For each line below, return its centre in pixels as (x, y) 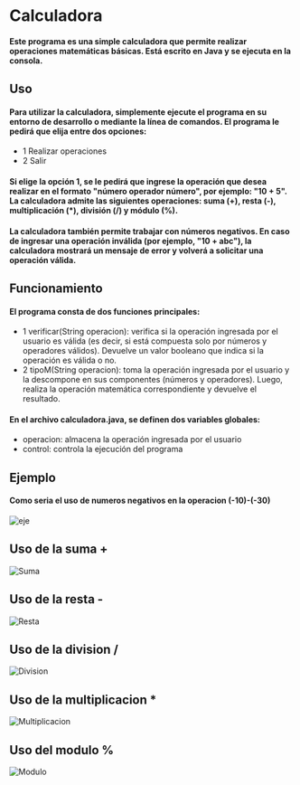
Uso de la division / (64, 649)
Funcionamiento (56, 288)
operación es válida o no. (70, 360)
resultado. (41, 399)
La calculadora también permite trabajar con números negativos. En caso (150, 231)
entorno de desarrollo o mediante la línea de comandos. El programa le (145, 121)
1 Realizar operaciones (64, 151)
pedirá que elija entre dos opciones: (78, 131)
